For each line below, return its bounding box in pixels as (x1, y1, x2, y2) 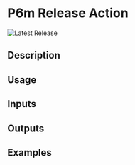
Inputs (7, 98, 37, 110)
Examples (7, 146, 52, 159)
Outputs (7, 122, 45, 134)
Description (7, 49, 60, 61)
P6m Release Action (7, 5, 129, 21)
